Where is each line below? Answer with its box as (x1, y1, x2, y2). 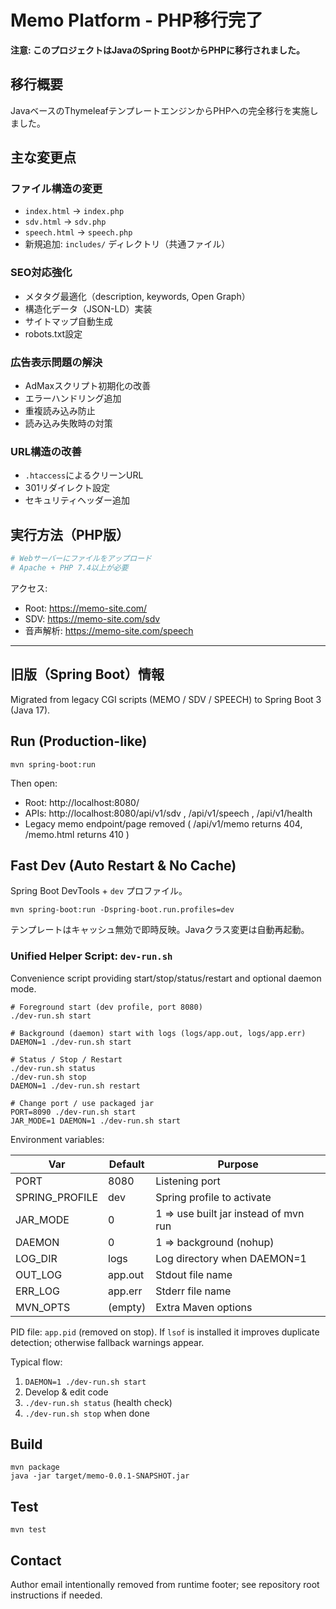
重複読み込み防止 (24, 405, 96, 417)
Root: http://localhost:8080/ (24, 796, 140, 808)
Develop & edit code (24, 1386, 109, 1398)
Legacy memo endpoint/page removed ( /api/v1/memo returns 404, (24, 817, 303, 830)
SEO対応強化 (10, 266, 73, 280)
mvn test (10, 1525, 47, 1535)
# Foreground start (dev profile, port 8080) (10, 1002, 203, 1012)
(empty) (108, 1300, 147, 1314)
